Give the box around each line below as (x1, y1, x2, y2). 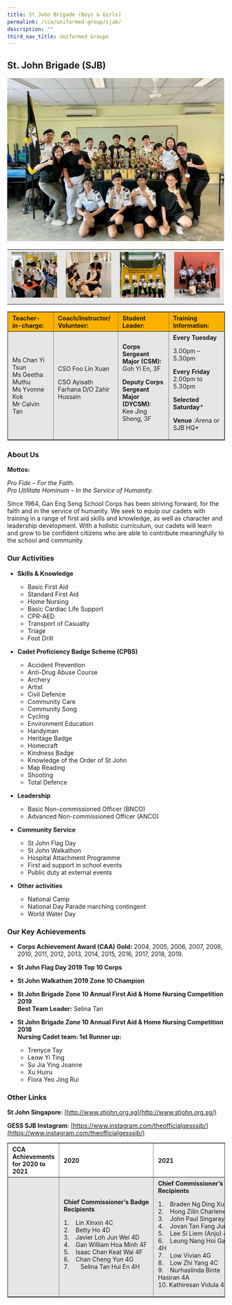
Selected (173, 395, 200, 404)
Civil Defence (27, 690, 66, 698)
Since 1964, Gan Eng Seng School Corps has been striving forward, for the (7, 500, 219, 508)
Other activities (17, 881, 63, 890)
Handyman (27, 727, 59, 735)
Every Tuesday (173, 333, 217, 342)
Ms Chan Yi (12, 356, 45, 364)
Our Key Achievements (7, 927, 86, 936)
